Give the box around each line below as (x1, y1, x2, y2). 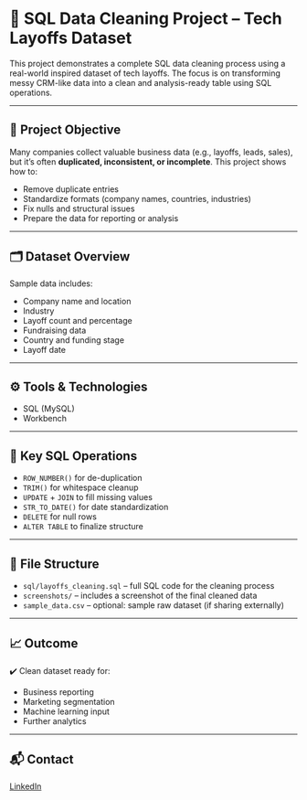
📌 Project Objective (9, 123, 122, 138)
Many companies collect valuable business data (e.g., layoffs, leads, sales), (9, 146, 293, 157)
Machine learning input (22, 706, 110, 717)
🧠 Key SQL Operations (9, 448, 138, 464)
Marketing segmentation (22, 696, 116, 707)
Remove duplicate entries (22, 183, 119, 195)
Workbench (22, 413, 67, 424)
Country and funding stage (22, 334, 125, 346)
